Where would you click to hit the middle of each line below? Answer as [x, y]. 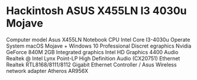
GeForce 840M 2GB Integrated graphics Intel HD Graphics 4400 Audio [92, 52]
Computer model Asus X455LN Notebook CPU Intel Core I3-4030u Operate [98, 39]
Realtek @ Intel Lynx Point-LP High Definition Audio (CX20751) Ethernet [93, 58]
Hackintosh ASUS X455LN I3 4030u [96, 11]
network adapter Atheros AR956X [47, 71]
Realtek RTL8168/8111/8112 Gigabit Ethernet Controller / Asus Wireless [91, 64]
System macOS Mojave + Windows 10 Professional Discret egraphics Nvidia [99, 46]
